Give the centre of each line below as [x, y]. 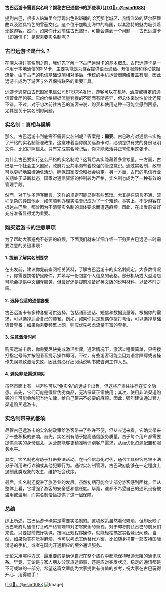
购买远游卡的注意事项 [30, 227]
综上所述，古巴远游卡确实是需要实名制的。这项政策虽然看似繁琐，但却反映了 [83, 521]
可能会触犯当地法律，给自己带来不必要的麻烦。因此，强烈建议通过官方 [89, 398]
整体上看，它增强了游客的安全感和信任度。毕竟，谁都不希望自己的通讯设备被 [83, 489]
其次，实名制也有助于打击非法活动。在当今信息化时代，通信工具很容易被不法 [83, 459]
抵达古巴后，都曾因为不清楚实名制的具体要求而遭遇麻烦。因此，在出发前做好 [83, 207]
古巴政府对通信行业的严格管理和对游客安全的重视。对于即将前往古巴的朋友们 [83, 527]
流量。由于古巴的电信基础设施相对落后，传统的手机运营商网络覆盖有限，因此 [83, 75]
